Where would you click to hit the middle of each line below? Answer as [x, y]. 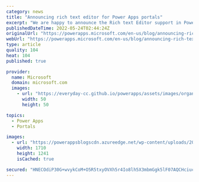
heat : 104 [18, 56]
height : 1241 [33, 154]
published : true [26, 61]
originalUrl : [22, 34]
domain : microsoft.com [39, 83]
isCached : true [36, 159]
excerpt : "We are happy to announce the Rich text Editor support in [94, 22]
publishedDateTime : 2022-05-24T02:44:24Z [58, 28]
